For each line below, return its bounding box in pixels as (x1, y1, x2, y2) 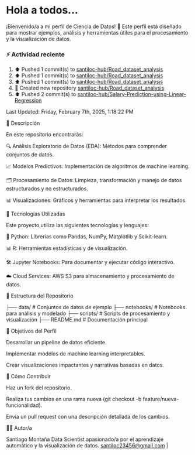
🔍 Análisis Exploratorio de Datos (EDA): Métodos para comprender (6, 143, 168, 150)
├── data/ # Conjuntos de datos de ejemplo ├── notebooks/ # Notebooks (6, 304, 186, 311)
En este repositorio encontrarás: (6, 131, 83, 138)
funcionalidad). (6, 402, 43, 409)
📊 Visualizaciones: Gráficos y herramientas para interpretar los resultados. (6, 197, 187, 204)
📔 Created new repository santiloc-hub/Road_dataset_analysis (14, 84, 165, 91)
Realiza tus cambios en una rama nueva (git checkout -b (6, 396, 142, 403)
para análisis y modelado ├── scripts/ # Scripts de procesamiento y (6, 310, 170, 317)
